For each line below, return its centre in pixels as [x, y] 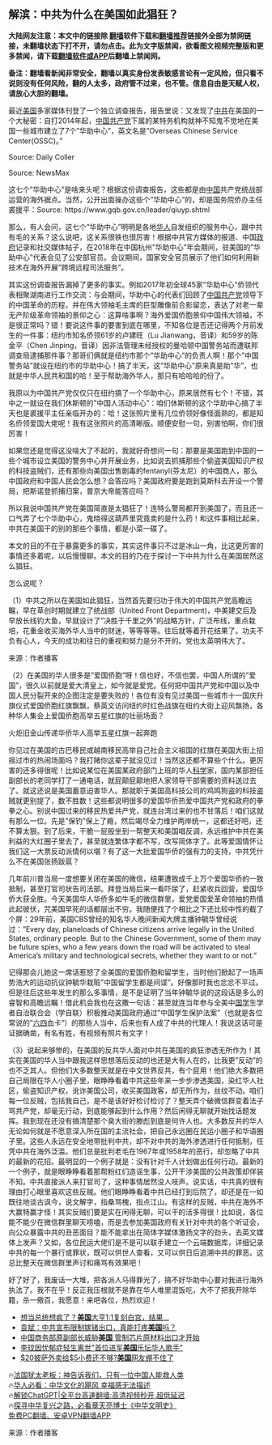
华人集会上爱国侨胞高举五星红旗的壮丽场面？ [89, 716]
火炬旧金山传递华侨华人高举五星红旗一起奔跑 [83, 733]
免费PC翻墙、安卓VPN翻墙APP [59, 1415]
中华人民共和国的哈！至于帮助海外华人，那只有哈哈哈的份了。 [125, 376]
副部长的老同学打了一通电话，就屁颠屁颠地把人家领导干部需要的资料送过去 [132, 780]
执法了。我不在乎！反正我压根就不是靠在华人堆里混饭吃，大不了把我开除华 [132, 1290]
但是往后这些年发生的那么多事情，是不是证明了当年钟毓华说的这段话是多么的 [136, 992]
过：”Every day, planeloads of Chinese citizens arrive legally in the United [132, 929]
